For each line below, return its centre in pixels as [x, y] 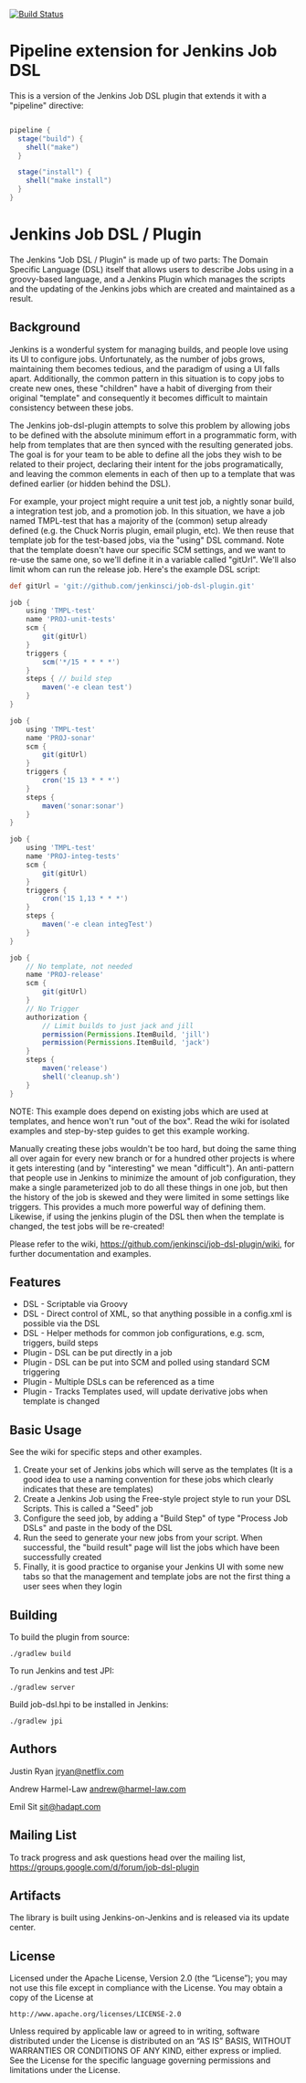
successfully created [62, 1557]
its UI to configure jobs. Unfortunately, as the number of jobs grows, [137, 359]
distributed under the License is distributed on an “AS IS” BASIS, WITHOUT [151, 2041]
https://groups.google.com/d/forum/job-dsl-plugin [104, 1867]
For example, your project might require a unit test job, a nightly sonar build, [152, 501]
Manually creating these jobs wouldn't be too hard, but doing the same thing [153, 1148]
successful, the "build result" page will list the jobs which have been [151, 1547]
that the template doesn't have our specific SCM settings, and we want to [148, 549]
